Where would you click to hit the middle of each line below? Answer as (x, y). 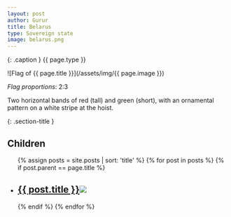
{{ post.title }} (49, 190)
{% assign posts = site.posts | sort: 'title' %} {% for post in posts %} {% (121, 160)
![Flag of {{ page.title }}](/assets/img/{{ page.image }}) (86, 73)
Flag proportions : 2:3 (38, 87)
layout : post (26, 14)
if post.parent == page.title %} (61, 167)
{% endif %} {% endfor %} (56, 206)
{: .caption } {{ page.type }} (47, 59)
